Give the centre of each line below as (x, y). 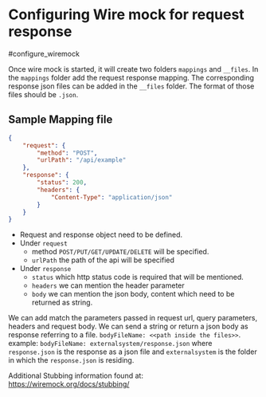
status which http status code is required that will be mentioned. (138, 277)
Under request (43, 243)
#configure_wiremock (44, 53)
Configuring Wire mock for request (126, 15)
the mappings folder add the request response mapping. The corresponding (131, 77)
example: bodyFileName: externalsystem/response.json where (110, 344)
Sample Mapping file (61, 120)
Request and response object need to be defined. (101, 235)
